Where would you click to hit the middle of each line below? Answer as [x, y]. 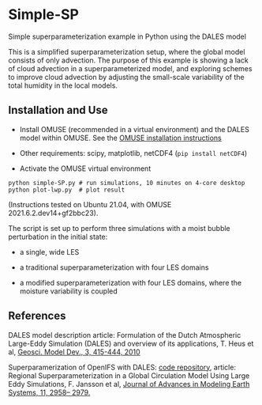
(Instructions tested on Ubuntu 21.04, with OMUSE [90, 204]
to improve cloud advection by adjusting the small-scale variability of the [126, 77]
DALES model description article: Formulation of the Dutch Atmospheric [125, 335]
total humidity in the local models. [63, 85]
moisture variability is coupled [69, 291]
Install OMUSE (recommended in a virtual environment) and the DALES [135, 129]
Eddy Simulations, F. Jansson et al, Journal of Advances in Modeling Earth [129, 384]
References [37, 316]
